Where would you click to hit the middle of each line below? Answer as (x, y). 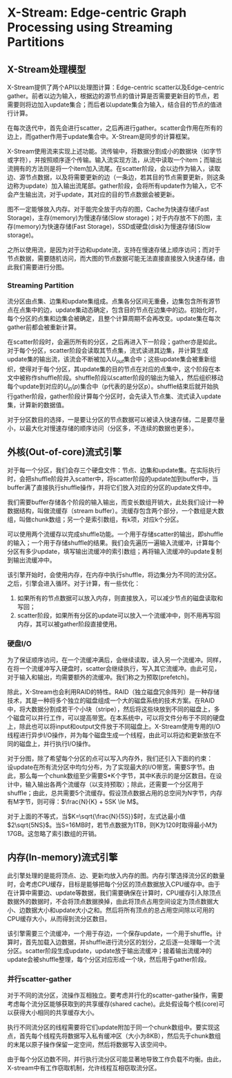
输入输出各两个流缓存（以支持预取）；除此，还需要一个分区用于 (114, 784)
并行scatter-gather (39, 978)
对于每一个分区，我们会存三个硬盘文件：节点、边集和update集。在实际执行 (114, 470)
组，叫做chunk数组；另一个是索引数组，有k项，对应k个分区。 (95, 519)
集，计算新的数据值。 (37, 405)
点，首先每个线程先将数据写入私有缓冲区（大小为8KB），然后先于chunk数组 (114, 1036)
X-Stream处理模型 (47, 69)
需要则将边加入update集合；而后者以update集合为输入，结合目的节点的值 (112, 104)
